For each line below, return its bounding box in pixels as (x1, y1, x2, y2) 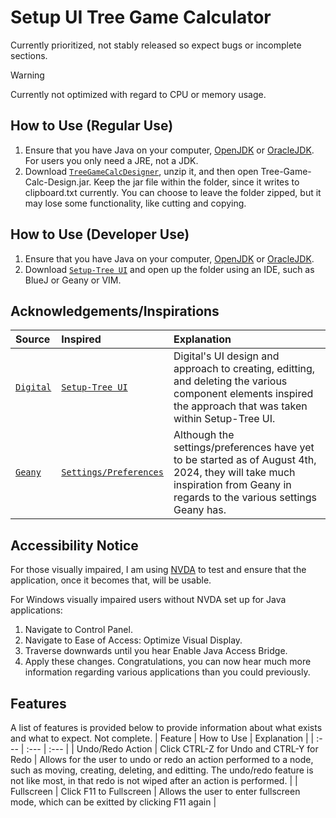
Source (15, 332, 51, 346)
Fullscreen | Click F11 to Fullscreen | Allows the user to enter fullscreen (10, 786, 301, 797)
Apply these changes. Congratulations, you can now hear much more (24, 656, 312, 668)
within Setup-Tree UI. (173, 412, 276, 426)
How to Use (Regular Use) (10, 117, 174, 135)
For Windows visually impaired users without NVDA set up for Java (10, 594, 287, 606)
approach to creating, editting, (173, 362, 316, 376)
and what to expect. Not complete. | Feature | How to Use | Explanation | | (10, 732, 315, 744)
